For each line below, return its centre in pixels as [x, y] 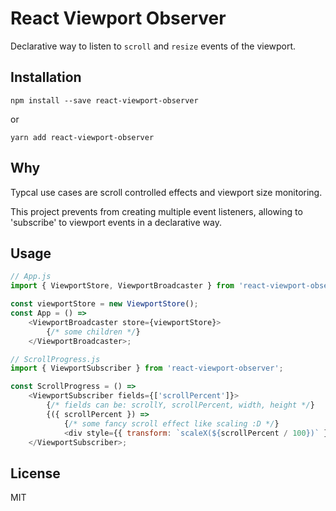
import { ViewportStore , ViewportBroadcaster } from [122, 286]
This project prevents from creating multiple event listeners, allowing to [156, 211]
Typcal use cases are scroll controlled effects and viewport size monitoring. [166, 192]
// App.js [31, 277]
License [35, 473]
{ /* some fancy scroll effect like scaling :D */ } [171, 423]
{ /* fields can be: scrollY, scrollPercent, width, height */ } [180, 405]
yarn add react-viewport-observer [82, 137]
